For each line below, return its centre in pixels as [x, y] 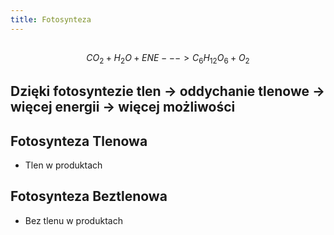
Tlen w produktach [63, 165]
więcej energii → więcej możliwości [123, 107]
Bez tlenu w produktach [73, 220]
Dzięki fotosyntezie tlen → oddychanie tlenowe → [168, 91]
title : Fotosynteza [51, 19]
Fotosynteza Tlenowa [79, 141]
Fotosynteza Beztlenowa [89, 196]
